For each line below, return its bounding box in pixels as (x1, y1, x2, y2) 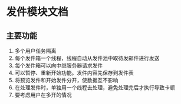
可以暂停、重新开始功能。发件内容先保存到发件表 (14, 69, 134, 76)
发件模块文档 (6, 5, 69, 19)
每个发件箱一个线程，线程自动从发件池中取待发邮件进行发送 (14, 55, 160, 62)
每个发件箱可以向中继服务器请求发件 (14, 62, 103, 69)
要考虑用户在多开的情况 (14, 92, 72, 98)
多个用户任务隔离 (14, 48, 57, 54)
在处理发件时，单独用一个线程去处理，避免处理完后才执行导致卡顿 (14, 84, 175, 91)
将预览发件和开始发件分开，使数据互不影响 (14, 77, 119, 83)
